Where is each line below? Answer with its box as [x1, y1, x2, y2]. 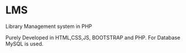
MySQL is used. [5, 40, 44, 47]
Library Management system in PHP [5, 23, 92, 30]
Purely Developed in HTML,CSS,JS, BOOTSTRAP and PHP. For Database [5, 34, 181, 41]
